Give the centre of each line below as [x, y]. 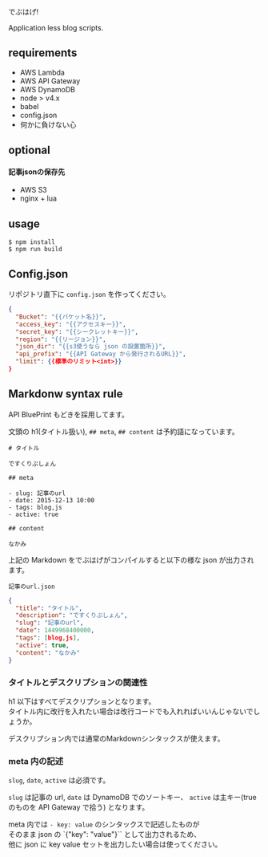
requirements [43, 53]
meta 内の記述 [36, 761]
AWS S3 [34, 190]
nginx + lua [38, 198]
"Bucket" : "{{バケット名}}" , [61, 317]
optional [29, 150]
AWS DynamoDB [48, 89]
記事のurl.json [32, 587]
